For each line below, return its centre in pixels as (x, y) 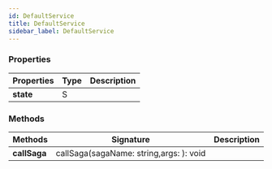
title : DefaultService (47, 24)
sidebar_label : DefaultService (61, 31)
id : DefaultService (41, 16)
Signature (130, 139)
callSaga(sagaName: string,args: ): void (131, 153)
